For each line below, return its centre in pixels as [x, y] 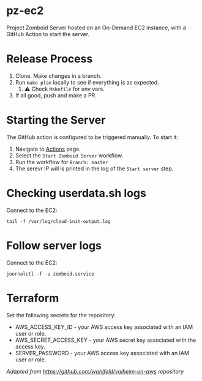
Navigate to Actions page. [48, 149]
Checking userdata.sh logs [77, 193]
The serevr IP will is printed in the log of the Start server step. [94, 168]
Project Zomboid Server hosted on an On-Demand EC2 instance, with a [96, 28]
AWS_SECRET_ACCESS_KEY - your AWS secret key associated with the [106, 340]
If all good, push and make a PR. [56, 95]
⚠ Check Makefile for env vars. [65, 89]
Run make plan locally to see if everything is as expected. [87, 82]
